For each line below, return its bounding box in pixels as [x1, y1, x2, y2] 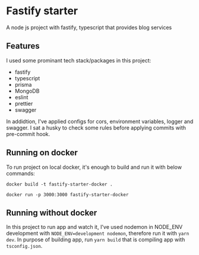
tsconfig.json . [6, 243, 43, 250]
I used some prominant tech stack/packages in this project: [6, 56, 151, 64]
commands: [6, 169, 36, 177]
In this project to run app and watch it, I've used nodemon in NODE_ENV [6, 223, 183, 231]
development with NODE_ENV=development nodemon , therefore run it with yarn [6, 230, 189, 237]
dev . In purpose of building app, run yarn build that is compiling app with [6, 236, 185, 243]
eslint [14, 93, 29, 100]
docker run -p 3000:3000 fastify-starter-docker [6, 191, 129, 197]
